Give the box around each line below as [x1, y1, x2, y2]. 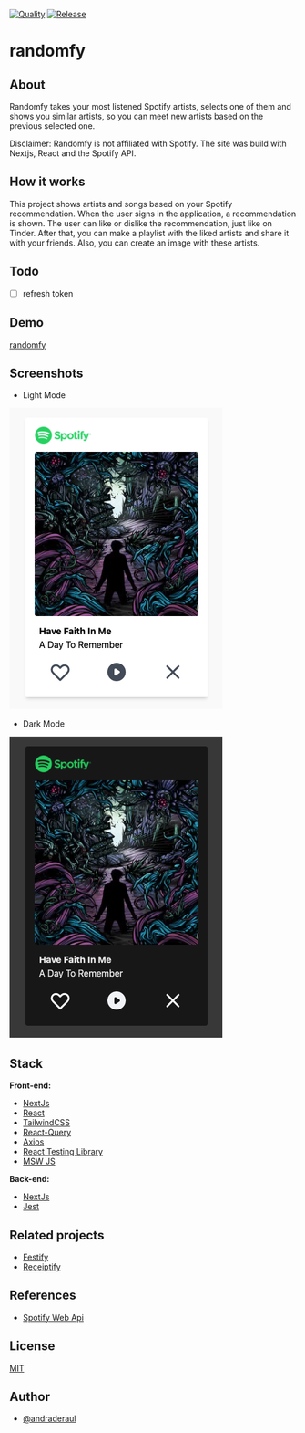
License [9, 1338, 56, 1355]
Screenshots [9, 365, 84, 381]
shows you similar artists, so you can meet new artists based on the [9, 110, 264, 121]
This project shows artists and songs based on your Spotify [9, 198, 233, 209]
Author [9, 1388, 50, 1405]
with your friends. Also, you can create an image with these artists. [9, 237, 260, 248]
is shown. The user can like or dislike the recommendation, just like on [9, 217, 273, 228]
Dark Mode [22, 718, 66, 729]
